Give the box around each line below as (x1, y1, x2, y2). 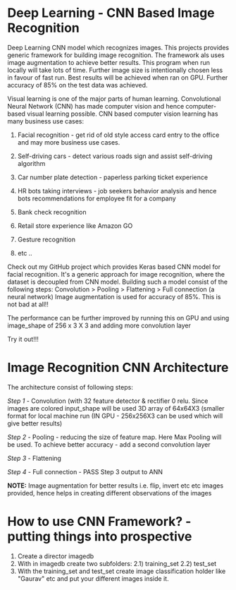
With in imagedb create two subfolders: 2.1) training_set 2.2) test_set (17, 559, 217, 567)
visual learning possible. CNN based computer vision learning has (27, 109, 218, 118)
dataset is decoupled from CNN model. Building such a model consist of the (7, 277, 228, 286)
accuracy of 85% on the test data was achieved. (7, 80, 148, 89)
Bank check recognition (17, 207, 87, 216)
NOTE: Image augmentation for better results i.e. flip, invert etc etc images (7, 481, 224, 490)
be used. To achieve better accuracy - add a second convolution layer (7, 440, 211, 449)
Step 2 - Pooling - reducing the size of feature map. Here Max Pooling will (7, 433, 222, 441)
